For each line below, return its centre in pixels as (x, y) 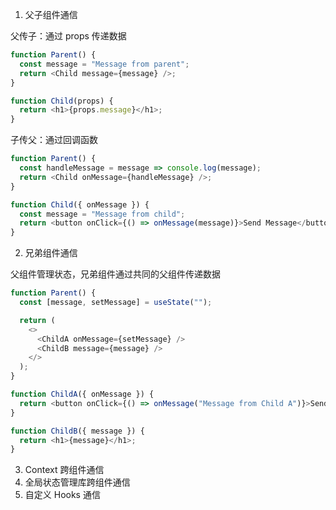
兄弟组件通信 (51, 253)
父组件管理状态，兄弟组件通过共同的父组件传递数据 (115, 274)
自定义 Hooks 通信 (62, 495)
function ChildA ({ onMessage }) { (82, 394)
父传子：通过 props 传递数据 (68, 36)
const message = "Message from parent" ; (104, 64)
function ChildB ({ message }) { (77, 431)
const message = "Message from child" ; (102, 214)
